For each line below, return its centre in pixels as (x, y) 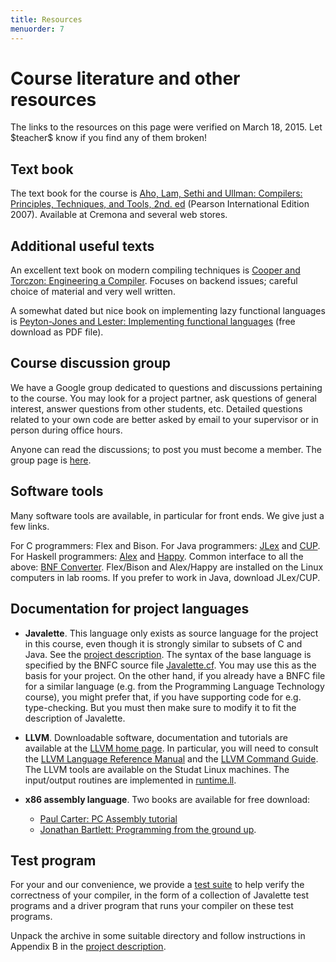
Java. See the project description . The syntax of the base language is (168, 654)
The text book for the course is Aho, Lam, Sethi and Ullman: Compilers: (156, 193)
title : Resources (46, 19)
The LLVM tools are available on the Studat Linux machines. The (157, 769)
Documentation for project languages (130, 609)
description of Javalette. (75, 718)
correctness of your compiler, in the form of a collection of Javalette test (160, 895)
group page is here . (51, 460)
